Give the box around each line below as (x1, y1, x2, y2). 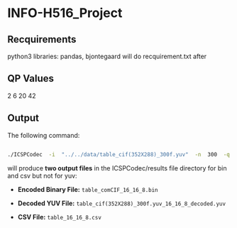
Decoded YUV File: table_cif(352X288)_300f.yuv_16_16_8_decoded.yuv (17, 199, 226, 207)
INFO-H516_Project (7, 5, 123, 21)
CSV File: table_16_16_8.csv (17, 212, 101, 221)
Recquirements (7, 33, 77, 45)
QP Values (7, 72, 55, 85)
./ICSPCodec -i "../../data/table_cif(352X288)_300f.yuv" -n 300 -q (7, 151, 231, 158)
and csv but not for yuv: (7, 171, 77, 180)
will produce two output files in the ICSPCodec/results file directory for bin (7, 163, 227, 172)
